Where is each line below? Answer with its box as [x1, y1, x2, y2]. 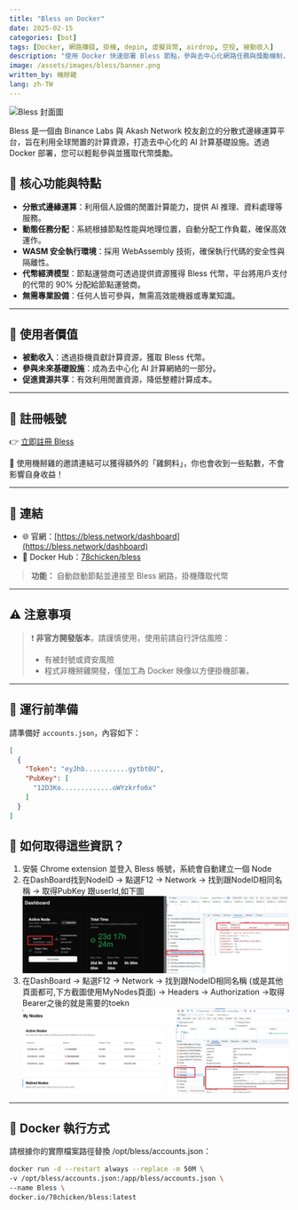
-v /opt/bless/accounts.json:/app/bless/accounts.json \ [9, 1174, 224, 1183]
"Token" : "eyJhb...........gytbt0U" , [25, 764, 165, 774]
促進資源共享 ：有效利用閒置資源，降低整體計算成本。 [21, 374, 217, 385]
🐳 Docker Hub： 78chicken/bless [21, 551, 142, 562]
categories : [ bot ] [9, 33, 77, 42]
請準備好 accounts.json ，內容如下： [9, 727, 142, 738]
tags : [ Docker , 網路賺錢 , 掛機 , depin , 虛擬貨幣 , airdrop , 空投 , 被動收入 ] [9, 43, 274, 51]
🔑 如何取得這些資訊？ [9, 839, 125, 854]
